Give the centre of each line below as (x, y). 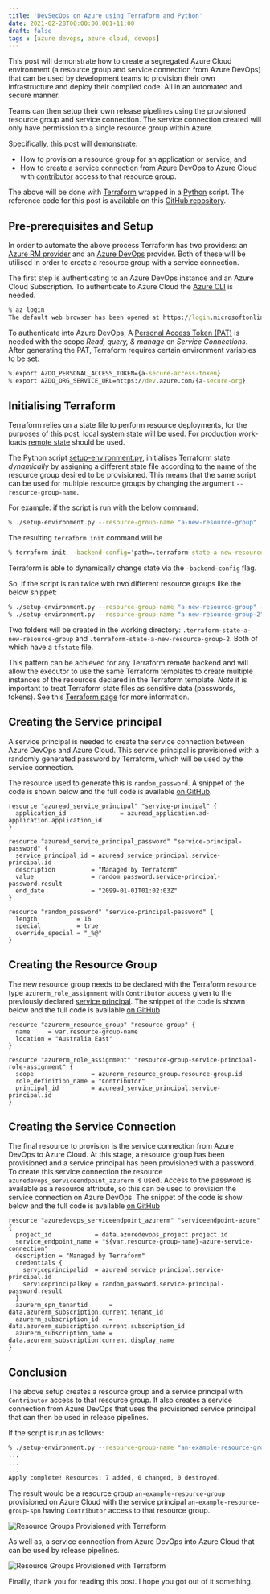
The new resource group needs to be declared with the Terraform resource (133, 984)
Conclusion (38, 1372)
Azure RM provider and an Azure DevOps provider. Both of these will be (127, 254)
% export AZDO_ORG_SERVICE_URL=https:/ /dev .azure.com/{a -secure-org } (127, 381)
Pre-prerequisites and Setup (81, 226)
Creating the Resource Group (83, 965)
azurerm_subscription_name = (64, 1334)
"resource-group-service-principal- (195, 1060)
